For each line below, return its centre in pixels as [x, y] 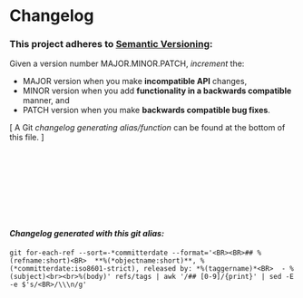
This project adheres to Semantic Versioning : [111, 44]
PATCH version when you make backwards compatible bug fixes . [146, 111]
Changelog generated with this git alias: [87, 234]
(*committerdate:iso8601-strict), [75, 268]
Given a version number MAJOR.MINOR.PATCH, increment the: [127, 63]
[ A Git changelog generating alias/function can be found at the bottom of [147, 128]
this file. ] [27, 138]
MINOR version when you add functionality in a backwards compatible [157, 91]
